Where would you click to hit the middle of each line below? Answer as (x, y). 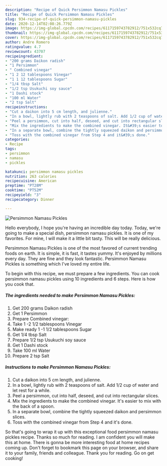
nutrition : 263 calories (31, 176)
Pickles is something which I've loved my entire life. (58, 264)
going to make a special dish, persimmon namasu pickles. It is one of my (80, 233)
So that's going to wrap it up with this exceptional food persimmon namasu (82, 432)
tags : (11, 149)
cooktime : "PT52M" (24, 190)
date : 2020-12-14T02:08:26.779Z (39, 24)
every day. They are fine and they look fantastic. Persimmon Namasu (76, 258)
